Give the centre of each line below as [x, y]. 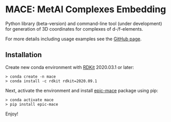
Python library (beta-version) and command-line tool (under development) [84, 23]
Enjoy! [12, 114]
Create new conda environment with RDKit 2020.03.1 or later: [70, 67]
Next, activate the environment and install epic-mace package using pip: [82, 90]
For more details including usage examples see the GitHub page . [73, 39]
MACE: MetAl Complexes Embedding [86, 9]
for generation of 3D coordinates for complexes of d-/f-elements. [74, 29]
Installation [24, 55]
